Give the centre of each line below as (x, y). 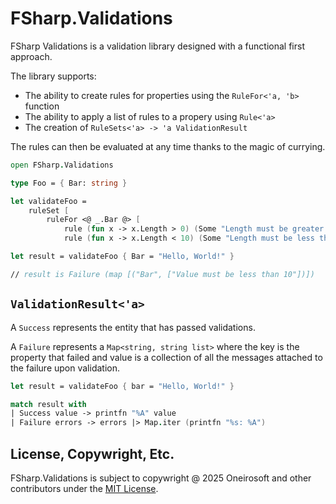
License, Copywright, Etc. (92, 453)
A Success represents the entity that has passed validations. (133, 327)
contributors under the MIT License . (84, 488)
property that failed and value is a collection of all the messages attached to (166, 357)
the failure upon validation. (65, 368)
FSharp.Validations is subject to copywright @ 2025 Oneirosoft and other (161, 478)
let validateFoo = (48, 201)
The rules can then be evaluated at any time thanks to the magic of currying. (168, 146)
